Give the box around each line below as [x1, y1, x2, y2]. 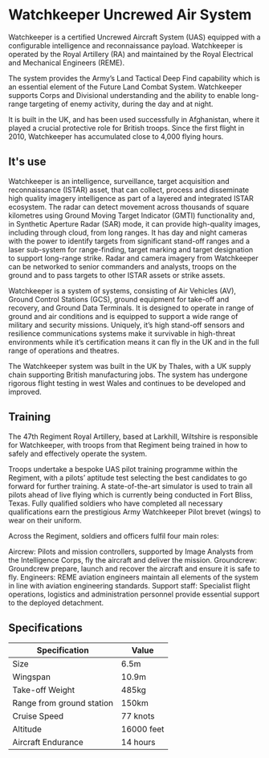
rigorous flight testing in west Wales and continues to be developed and [8, 378, 247, 387]
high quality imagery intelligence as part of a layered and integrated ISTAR [8, 193, 255, 203]
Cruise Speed [12, 711, 64, 722]
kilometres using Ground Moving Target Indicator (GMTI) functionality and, [8, 211, 255, 220]
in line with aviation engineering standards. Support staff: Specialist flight [8, 580, 251, 590]
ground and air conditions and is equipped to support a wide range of [8, 311, 238, 321]
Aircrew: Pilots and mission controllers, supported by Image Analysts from [8, 547, 254, 556]
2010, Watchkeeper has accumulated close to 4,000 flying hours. [8, 131, 224, 141]
